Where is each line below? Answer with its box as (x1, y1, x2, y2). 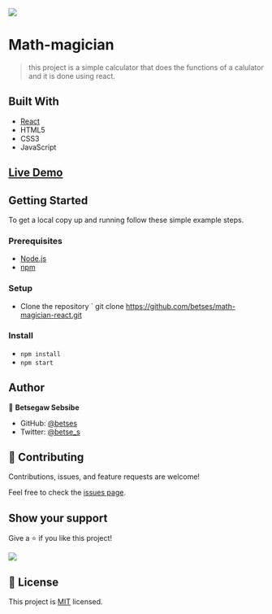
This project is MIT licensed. (8, 597, 103, 607)
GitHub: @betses (19, 418, 78, 428)
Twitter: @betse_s (19, 427, 81, 437)
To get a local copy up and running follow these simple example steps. (8, 215, 244, 224)
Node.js (19, 254, 47, 263)
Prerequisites (8, 235, 63, 246)
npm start (19, 359, 54, 367)
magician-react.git (19, 310, 83, 320)
